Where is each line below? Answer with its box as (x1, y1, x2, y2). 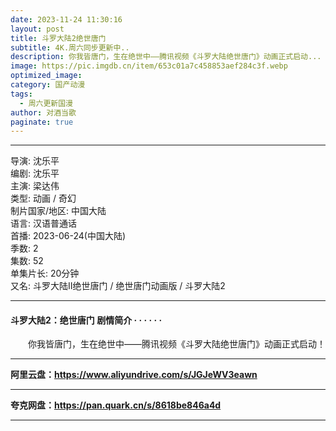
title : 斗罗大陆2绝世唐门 (10, 33, 107, 43)
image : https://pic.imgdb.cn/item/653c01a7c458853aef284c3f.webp (10, 61, 288, 71)
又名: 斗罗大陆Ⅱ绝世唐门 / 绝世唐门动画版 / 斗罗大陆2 (10, 280, 226, 292)
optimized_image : (10, 71, 83, 81)
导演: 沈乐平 (10, 155, 60, 167)
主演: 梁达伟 (10, 180, 60, 192)
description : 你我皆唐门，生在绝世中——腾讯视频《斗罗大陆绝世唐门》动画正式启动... (10, 52, 322, 62)
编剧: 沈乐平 (10, 167, 60, 180)
